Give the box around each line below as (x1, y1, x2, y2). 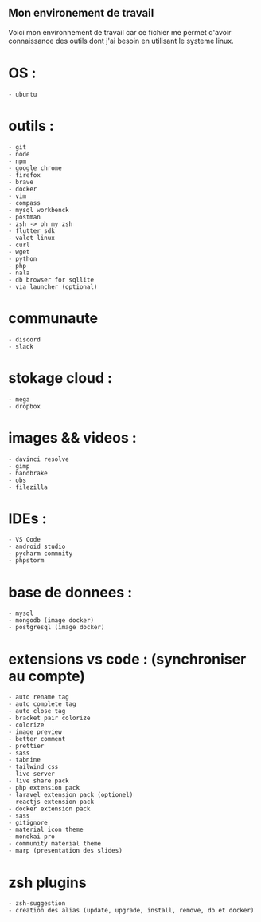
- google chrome (8, 164, 62, 172)
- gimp (8, 462, 30, 470)
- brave (8, 178, 34, 186)
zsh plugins (8, 873, 87, 892)
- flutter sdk (8, 227, 56, 234)
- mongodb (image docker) (8, 617, 94, 625)
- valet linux (8, 234, 56, 242)
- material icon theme (8, 825, 84, 834)
